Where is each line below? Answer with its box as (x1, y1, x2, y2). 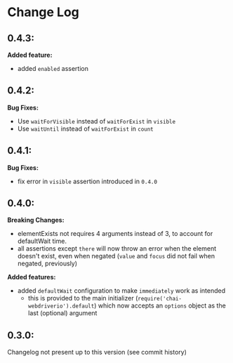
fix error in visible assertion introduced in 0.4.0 (17, 177, 158, 185)
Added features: (7, 273, 56, 282)
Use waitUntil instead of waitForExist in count (17, 124, 154, 133)
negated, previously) (17, 259, 78, 268)
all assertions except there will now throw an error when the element (17, 244, 217, 253)
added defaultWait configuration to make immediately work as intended (17, 286, 226, 295)
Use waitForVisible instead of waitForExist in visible (17, 117, 176, 125)
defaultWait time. (17, 237, 67, 246)
